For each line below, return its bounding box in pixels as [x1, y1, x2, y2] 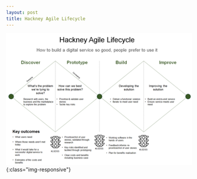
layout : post [6, 9, 38, 15]
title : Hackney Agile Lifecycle [6, 15, 86, 22]
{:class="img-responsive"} [6, 165, 71, 173]
